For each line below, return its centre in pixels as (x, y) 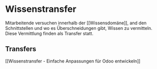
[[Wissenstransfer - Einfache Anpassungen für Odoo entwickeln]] (73, 61)
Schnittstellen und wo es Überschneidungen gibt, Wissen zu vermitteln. (79, 28)
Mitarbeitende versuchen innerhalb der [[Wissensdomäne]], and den (76, 23)
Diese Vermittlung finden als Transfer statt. (49, 33)
